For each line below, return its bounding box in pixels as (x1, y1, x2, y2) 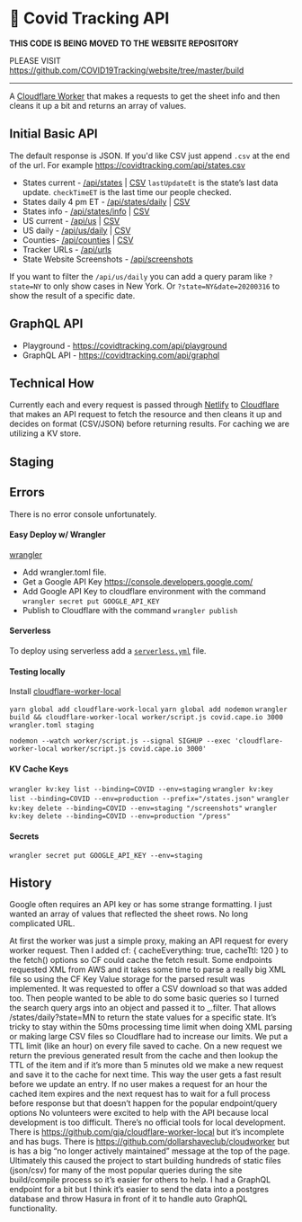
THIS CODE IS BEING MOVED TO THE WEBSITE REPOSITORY (9, 38, 240, 49)
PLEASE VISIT (9, 55, 61, 66)
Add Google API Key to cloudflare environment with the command (22, 585, 267, 596)
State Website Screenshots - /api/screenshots (22, 254, 193, 264)
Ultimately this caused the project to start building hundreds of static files (9, 1155, 281, 1166)
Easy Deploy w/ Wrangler (9, 530, 106, 540)
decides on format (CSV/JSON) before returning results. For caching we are (9, 418, 290, 430)
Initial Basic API (9, 126, 98, 142)
